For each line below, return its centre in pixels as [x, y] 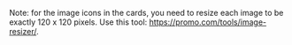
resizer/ [23, 31]
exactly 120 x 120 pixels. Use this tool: [78, 22]
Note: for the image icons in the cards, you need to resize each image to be [146, 13]
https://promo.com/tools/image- [208, 22]
